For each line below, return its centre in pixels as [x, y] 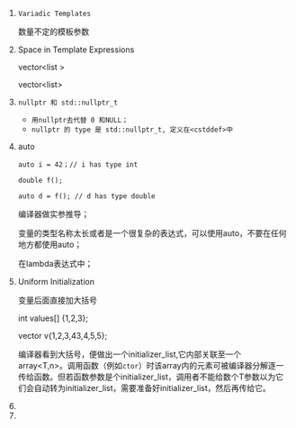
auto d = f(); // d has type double [86, 196]
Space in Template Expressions [76, 50]
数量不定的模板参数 [54, 32]
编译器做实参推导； [54, 214]
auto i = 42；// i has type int [78, 165]
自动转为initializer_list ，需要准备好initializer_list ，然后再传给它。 [152, 388]
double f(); [40, 180]
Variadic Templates [54, 14]
